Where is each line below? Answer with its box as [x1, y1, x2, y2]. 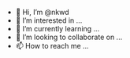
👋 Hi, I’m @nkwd [15, 8, 69, 16]
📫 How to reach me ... [15, 42, 89, 50]
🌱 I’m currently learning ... [15, 24, 100, 33]
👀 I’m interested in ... [15, 16, 83, 25]
